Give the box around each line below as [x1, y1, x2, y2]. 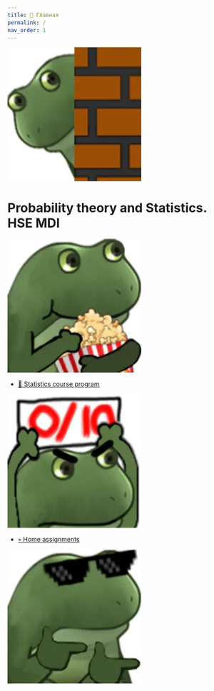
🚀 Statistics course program [17, 380, 100, 388]
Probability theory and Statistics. [7, 200, 207, 216]
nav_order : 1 [7, 26, 46, 34]
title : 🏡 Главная [7, 11, 59, 19]
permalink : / [7, 19, 46, 26]
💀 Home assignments [17, 535, 80, 544]
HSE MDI [7, 215, 61, 231]
